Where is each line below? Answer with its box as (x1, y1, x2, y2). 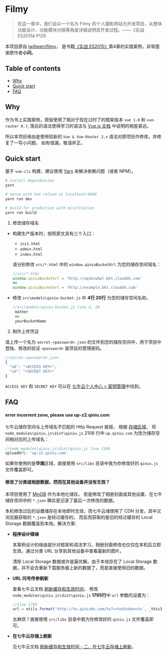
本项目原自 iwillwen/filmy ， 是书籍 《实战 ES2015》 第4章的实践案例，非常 (5, 43, 156, 49)
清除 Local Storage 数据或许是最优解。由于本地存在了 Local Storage (12, 558, 152, 564)
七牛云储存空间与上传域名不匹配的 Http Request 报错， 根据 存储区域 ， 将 (5, 424, 156, 430)
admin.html (19, 246, 43, 251)
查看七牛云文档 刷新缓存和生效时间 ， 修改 (12, 586, 98, 592)
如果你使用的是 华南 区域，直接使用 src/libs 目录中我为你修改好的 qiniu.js (5, 460, 159, 466)
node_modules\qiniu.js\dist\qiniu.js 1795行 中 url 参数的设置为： (12, 592, 151, 598)
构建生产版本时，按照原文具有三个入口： (12, 230, 96, 236)
